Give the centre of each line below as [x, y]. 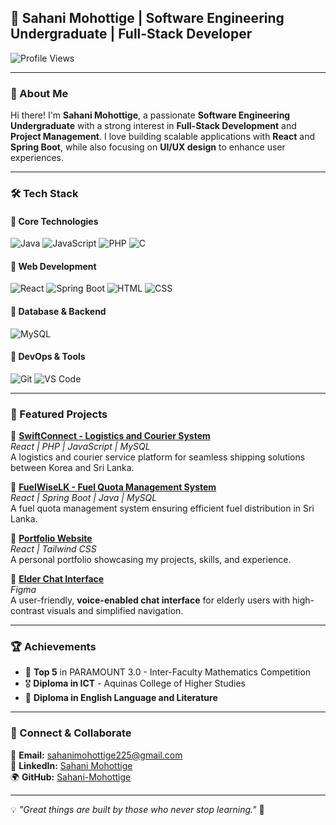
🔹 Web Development [53, 266]
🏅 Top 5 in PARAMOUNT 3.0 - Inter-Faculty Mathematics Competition [168, 672]
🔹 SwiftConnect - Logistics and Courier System [110, 436]
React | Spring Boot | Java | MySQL [84, 498]
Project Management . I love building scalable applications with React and [163, 137]
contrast [27, 611]
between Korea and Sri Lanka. [72, 468]
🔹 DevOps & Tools [48, 357]
